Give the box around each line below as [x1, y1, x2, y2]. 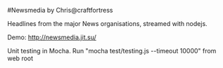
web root [7, 54, 34, 62]
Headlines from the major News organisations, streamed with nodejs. [7, 20, 208, 27]
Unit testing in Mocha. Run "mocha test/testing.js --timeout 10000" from [7, 47, 217, 55]
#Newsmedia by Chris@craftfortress [7, 6, 113, 14]
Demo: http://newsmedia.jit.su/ [7, 33, 96, 41]
